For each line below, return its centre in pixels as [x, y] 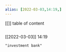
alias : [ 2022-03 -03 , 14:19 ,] [33, 9]
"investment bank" [24, 45]
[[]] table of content [25, 23]
